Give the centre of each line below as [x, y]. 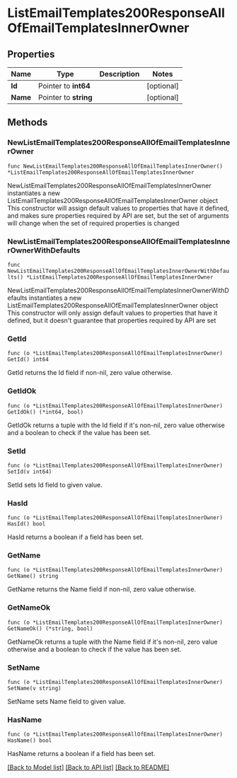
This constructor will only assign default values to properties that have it [112, 313]
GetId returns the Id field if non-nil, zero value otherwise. [90, 373]
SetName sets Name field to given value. [67, 702]
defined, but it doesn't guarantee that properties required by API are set [112, 320]
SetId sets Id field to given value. [55, 484]
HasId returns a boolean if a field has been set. [75, 537]
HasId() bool [27, 524]
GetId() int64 [28, 360]
